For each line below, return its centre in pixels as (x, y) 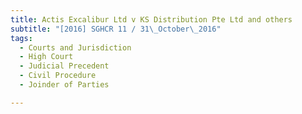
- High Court (46, 57)
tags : (21, 38)
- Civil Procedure (58, 76)
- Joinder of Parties (64, 85)
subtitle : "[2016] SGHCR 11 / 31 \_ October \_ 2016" (116, 29)
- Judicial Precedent (64, 66)
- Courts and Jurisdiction (75, 47)
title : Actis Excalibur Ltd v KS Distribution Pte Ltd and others (151, 19)
